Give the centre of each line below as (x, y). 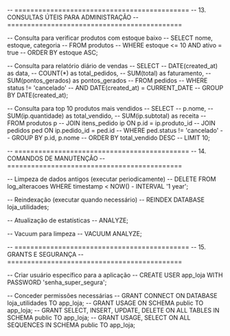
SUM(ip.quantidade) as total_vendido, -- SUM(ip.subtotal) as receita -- (107, 116)
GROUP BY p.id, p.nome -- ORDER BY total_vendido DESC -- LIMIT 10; (111, 138)
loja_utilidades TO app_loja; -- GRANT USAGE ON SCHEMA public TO (105, 303)
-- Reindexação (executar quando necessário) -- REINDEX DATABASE (106, 200)
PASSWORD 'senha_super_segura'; (57, 282)
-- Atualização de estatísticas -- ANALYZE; (68, 220)
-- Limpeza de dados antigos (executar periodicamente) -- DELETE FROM (112, 179)
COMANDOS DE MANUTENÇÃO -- (56, 158)
